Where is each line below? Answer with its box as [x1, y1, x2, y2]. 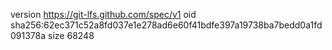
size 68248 [48, 30, 95, 41]
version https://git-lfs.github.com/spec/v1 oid [10, 9, 197, 20]
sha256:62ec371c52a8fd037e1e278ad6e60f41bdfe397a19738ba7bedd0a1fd [10, 19, 323, 31]
